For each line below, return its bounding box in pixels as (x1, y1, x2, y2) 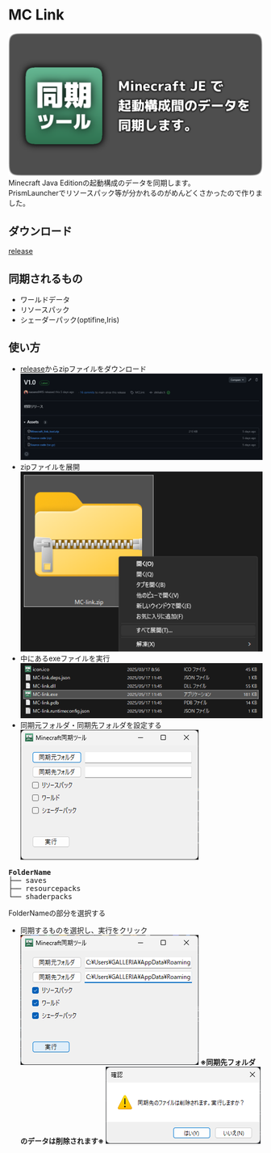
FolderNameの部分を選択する (8, 908, 106, 918)
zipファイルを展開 (19, 462, 81, 471)
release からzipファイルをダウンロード (19, 364, 147, 374)
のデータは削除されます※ (19, 1136, 105, 1146)
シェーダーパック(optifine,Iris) (19, 315, 119, 325)
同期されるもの (8, 272, 83, 285)
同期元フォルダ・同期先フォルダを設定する (19, 720, 162, 729)
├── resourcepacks (8, 884, 81, 893)
